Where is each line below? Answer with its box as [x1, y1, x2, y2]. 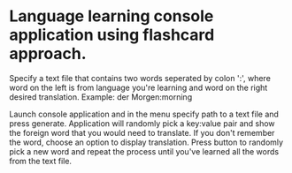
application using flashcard [9, 25, 215, 45]
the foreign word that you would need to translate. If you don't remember [9, 127, 275, 138]
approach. [9, 44, 87, 64]
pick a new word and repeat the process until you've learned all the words [9, 146, 280, 156]
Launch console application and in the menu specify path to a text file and [9, 109, 279, 119]
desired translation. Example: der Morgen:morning [9, 91, 193, 102]
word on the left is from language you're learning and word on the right [9, 82, 268, 93]
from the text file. [9, 155, 73, 166]
